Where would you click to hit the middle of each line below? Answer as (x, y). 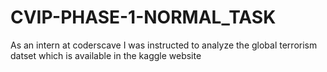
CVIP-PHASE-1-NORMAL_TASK (143, 17)
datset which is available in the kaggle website (106, 55)
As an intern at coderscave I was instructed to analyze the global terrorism (164, 45)
